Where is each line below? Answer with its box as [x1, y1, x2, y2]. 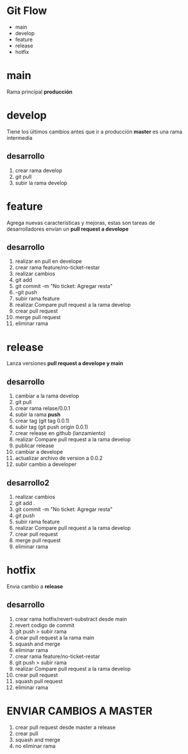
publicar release [15, 442, 54, 449]
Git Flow [6, 4, 47, 18]
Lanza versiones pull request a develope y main [6, 360, 123, 367]
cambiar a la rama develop [15, 392, 79, 399]
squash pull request [15, 677, 63, 684]
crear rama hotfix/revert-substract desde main [15, 615, 127, 622]
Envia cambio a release [6, 582, 64, 590]
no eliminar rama [15, 742, 56, 749]
